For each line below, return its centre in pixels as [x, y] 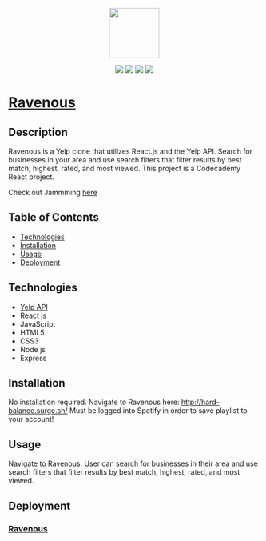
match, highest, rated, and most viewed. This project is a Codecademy [125, 168]
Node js [33, 349]
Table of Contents [54, 217]
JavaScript [38, 323]
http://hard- [200, 402]
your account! [31, 419]
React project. [31, 177]
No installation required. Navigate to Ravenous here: [94, 402]
